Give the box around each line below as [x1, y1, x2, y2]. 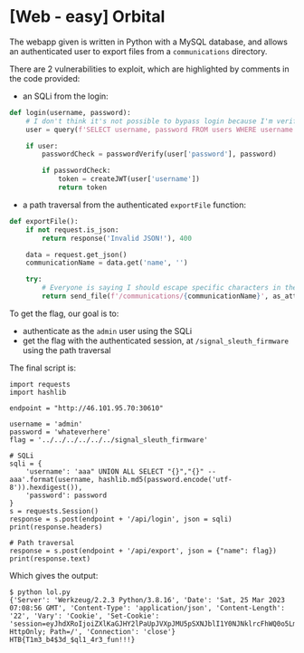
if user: [25, 141, 59, 150]
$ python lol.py [9, 587, 71, 597]
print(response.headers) [9, 523, 103, 532]
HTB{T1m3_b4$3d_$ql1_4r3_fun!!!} [9, 635, 136, 644]
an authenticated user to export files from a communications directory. [9, 45, 268, 56]
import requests [9, 379, 71, 389]
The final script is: [9, 362, 77, 373]
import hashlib [9, 388, 67, 397]
